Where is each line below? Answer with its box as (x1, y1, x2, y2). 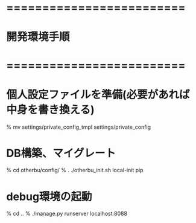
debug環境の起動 (6, 190, 92, 203)
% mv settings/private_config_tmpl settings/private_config (6, 123, 151, 131)
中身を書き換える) (6, 103, 95, 117)
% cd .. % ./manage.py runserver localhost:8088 (6, 210, 128, 218)
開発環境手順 (6, 30, 71, 44)
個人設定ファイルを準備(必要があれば (6, 88, 190, 102)
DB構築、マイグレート (6, 146, 116, 160)
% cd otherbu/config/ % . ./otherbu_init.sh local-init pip (6, 167, 144, 174)
